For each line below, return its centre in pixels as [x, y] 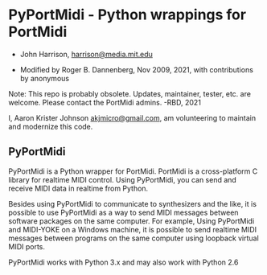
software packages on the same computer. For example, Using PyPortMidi [131, 221]
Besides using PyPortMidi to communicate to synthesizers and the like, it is [133, 203]
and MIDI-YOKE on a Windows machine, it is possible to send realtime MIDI [133, 229]
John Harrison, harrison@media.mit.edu [86, 54]
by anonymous [45, 78]
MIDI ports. [27, 246]
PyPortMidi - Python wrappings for [127, 15]
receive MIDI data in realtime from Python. [78, 188]
